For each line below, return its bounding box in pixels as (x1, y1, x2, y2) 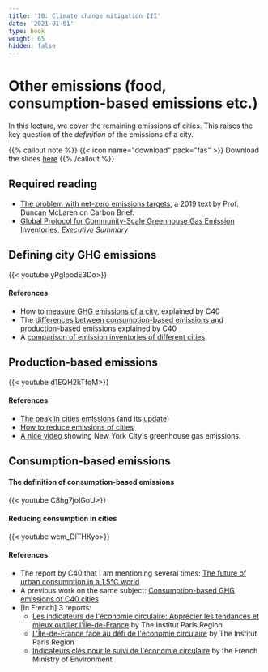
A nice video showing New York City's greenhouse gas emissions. (19, 430, 241, 440)
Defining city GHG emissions (8, 248, 157, 262)
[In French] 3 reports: (19, 602, 91, 612)
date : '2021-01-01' (8, 19, 74, 28)
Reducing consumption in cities (8, 514, 117, 524)
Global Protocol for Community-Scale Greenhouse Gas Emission (19, 216, 235, 225)
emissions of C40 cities (19, 593, 100, 604)
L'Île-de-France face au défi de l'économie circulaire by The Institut (32, 628, 257, 638)
